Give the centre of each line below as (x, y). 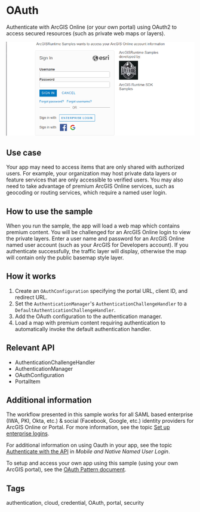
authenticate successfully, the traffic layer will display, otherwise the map (96, 251)
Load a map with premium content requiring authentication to (90, 322)
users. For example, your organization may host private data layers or (92, 174)
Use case (24, 152)
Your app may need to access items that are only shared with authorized (95, 167)
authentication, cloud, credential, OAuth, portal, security (75, 503)
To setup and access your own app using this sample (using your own (92, 463)
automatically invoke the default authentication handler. (83, 329)
